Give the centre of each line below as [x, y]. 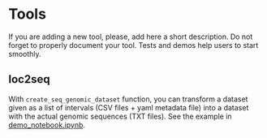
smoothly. [25, 54]
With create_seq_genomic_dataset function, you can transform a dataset [128, 99]
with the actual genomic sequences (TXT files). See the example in [121, 116]
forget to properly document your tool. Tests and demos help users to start [133, 45]
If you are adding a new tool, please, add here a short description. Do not [131, 37]
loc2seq [29, 79]
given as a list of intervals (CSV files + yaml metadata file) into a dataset [129, 107]
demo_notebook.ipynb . [47, 125]
